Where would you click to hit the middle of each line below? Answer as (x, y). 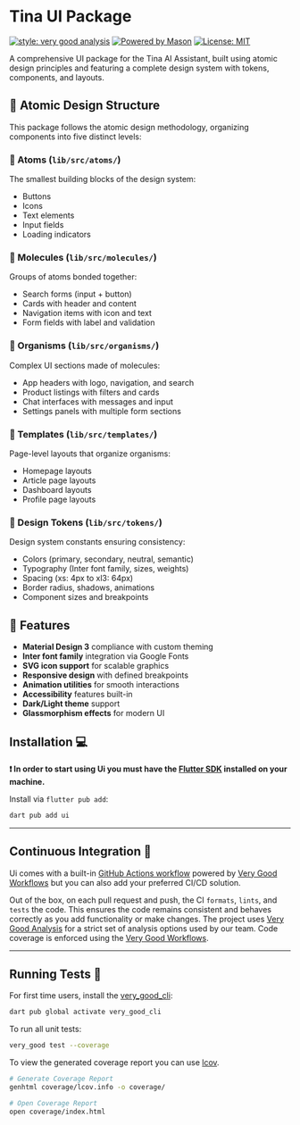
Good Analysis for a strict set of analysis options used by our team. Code (144, 928)
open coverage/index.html (57, 1112)
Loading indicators (56, 235)
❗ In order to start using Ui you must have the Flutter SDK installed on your (148, 769)
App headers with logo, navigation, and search (108, 382)
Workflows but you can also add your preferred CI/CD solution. (125, 882)
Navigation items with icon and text (87, 313)
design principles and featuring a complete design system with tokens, (139, 68)
